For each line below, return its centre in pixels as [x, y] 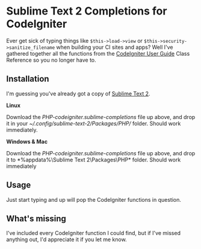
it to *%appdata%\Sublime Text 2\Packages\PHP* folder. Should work [94, 160]
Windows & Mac [27, 141]
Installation [28, 79]
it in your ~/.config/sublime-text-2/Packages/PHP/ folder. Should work [94, 123]
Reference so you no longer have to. [51, 60]
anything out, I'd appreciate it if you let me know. [67, 239]
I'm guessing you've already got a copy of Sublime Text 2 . [78, 93]
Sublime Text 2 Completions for [87, 11]
